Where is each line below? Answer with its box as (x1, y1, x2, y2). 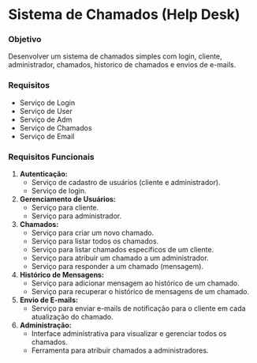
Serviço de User (19, 106, 73, 115)
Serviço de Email (19, 131, 75, 141)
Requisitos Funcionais (8, 151, 95, 162)
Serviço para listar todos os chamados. (31, 236, 159, 246)
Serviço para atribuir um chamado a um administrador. (31, 253, 209, 263)
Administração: (19, 320, 73, 330)
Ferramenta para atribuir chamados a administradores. (31, 346, 209, 355)
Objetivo (8, 34, 42, 45)
